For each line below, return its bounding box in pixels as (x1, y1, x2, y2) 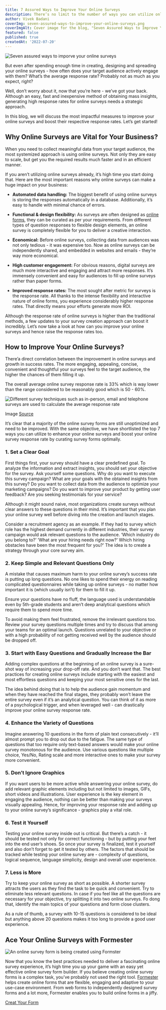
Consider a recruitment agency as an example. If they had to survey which (5, 521, 157, 527)
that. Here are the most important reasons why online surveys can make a (5, 176, 156, 182)
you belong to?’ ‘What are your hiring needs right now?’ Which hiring (5, 537, 145, 543)
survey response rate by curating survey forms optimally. (5, 436, 122, 442)
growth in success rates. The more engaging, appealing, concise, (5, 361, 138, 367)
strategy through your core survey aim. (5, 547, 85, 553)
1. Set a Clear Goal (5, 448, 49, 455)
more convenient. (5, 757, 41, 763)
